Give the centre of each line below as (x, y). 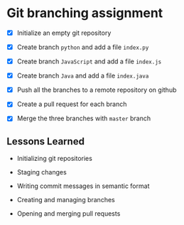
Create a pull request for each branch (72, 104)
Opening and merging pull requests (69, 214)
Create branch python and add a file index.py (83, 47)
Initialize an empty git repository (64, 33)
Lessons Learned (45, 141)
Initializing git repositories (55, 159)
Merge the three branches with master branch (83, 118)
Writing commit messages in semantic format (83, 186)
